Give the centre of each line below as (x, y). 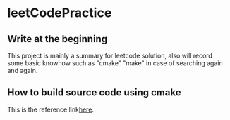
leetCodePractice (60, 13)
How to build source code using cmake (94, 93)
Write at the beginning (57, 39)
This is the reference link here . (50, 109)
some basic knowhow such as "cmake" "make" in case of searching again (115, 63)
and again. (23, 71)
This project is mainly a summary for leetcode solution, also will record (110, 55)
